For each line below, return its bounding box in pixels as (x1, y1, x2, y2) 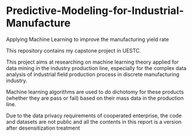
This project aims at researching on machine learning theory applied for (6, 58, 179, 65)
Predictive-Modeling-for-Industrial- (6, 4, 184, 18)
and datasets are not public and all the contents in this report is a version (6, 118, 182, 125)
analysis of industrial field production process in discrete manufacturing (6, 71, 180, 78)
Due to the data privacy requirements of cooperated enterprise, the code (6, 112, 182, 119)
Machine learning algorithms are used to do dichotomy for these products (6, 88, 184, 95)
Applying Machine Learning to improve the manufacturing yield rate (6, 36, 169, 43)
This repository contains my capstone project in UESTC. (6, 47, 142, 54)
